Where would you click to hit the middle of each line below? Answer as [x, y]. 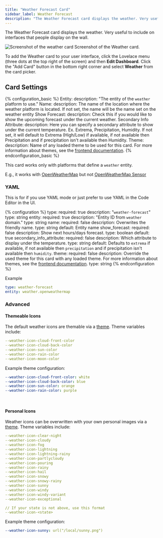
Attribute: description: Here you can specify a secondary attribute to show [79, 125]
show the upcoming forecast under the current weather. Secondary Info [77, 120]
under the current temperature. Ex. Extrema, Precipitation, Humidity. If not [79, 130]
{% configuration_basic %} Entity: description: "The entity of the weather [78, 99]
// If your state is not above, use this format [55, 508]
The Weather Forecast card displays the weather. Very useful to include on [80, 33]
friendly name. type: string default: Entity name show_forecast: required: [77, 228]
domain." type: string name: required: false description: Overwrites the [75, 223]
